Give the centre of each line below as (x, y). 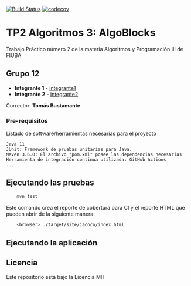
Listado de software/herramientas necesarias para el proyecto (81, 134)
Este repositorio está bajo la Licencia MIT (56, 277)
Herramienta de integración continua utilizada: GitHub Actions (86, 160)
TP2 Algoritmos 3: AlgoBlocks (81, 33)
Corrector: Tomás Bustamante (43, 105)
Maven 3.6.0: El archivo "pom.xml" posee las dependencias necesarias (94, 155)
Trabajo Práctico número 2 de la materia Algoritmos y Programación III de (95, 49)
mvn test (27, 196)
